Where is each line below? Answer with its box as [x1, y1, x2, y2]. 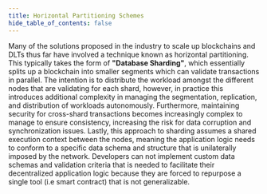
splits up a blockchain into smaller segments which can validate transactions [8, 66, 260, 76]
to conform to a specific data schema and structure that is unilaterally [8, 143, 237, 152]
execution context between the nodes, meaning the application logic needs [8, 134, 256, 144]
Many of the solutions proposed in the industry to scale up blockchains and [8, 41, 256, 50]
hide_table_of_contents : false [8, 19, 112, 27]
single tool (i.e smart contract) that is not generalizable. [8, 176, 190, 186]
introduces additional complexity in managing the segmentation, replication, [8, 92, 257, 101]
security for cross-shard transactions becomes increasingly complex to [8, 109, 243, 118]
